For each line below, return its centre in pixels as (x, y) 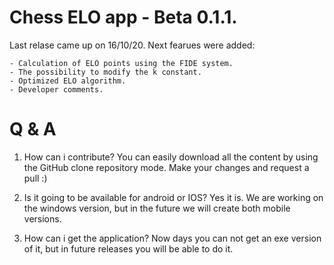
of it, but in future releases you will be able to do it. (128, 248)
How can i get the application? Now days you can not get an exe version (172, 238)
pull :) (35, 178)
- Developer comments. (56, 89)
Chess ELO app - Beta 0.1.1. (123, 17)
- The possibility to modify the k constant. (105, 72)
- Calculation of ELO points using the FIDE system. (121, 63)
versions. (42, 218)
